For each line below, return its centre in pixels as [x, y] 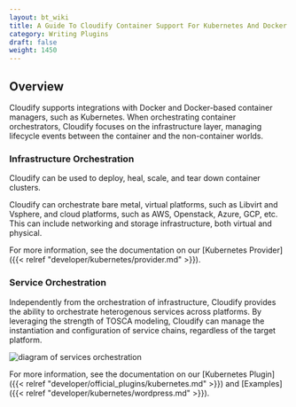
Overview [37, 86]
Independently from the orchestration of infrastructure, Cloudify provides [143, 301]
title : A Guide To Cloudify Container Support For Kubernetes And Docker [148, 26]
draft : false [33, 42]
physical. [26, 233]
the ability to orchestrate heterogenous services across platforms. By [136, 311]
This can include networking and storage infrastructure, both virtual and [140, 223]
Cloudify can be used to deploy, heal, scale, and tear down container [135, 178]
